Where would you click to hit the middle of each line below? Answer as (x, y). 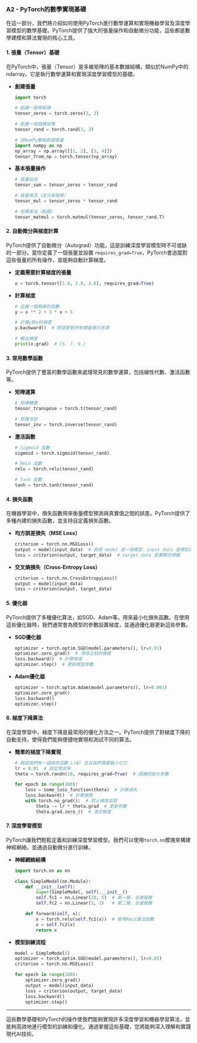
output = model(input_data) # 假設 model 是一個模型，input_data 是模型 (102, 550)
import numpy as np (38, 145)
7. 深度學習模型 (24, 826)
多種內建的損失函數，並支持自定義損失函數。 (60, 521)
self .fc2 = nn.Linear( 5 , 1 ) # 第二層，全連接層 (94, 903)
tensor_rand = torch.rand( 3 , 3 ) (54, 130)
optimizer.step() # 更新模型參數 (54, 665)
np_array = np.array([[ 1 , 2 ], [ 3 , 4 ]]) (63, 151)
